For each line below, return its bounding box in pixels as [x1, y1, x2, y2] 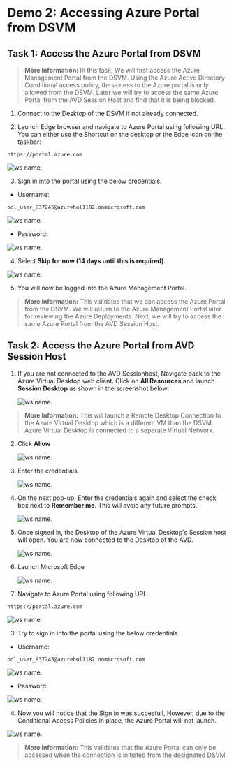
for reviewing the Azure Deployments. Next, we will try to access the [24, 312, 222, 321]
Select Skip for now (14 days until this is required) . [17, 257, 166, 265]
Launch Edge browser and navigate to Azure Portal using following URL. [17, 123, 225, 131]
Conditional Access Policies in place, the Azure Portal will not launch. [17, 716, 217, 724]
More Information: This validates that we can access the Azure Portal [24, 297, 226, 305]
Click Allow [17, 439, 51, 448]
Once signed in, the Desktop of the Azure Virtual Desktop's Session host [17, 528, 226, 536]
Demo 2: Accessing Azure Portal [7, 5, 200, 21]
